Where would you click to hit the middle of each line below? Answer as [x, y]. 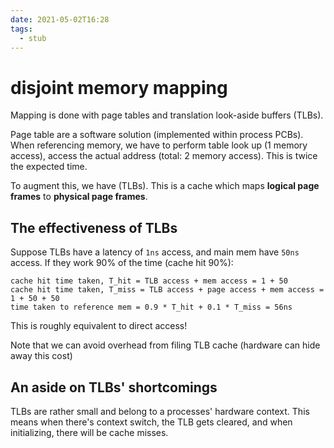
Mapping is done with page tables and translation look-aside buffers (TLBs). [167, 115]
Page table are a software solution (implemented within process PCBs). [157, 135]
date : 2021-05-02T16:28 [60, 19]
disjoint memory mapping [119, 87]
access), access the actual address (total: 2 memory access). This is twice [164, 156]
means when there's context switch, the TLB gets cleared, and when [151, 422]
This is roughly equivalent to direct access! [99, 326]
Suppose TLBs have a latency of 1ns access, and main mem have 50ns [155, 252]
